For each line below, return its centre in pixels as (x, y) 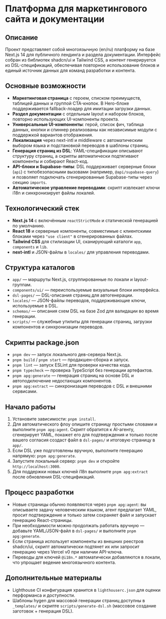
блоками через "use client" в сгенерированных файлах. (73, 236)
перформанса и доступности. (44, 595)
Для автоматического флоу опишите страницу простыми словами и (85, 424)
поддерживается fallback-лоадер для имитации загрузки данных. (82, 108)
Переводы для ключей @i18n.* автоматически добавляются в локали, (87, 557)
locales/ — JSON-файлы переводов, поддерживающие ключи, (79, 301)
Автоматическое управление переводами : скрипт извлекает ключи (86, 187)
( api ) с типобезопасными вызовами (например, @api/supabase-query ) (85, 172)
